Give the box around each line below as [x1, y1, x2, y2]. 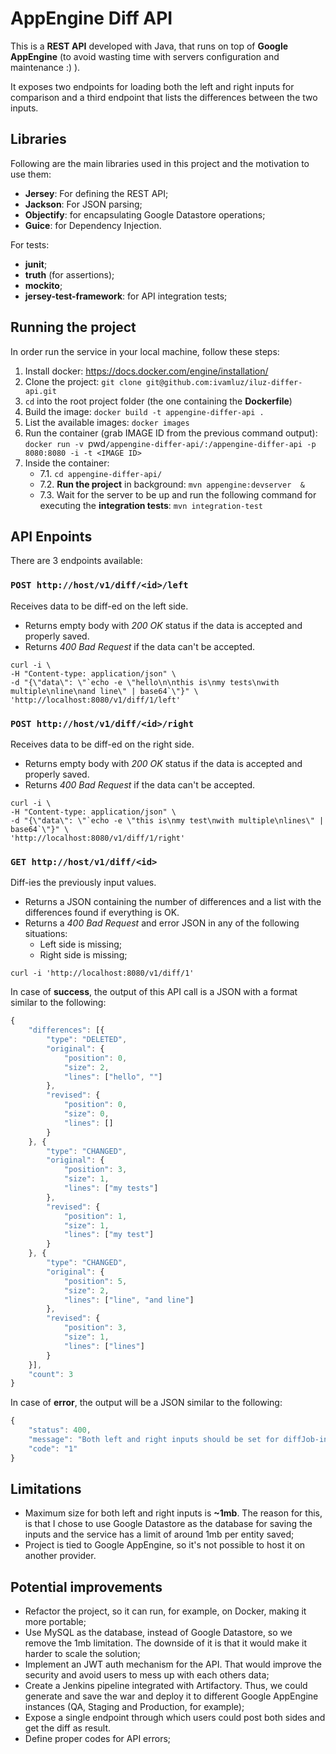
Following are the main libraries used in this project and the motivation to [10, 157, 310, 169]
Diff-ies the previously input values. [10, 877, 157, 889]
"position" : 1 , [63, 1211, 128, 1221]
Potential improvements [10, 1578, 163, 1596]
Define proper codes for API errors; [24, 1733, 172, 1745]
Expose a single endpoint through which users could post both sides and [24, 1712, 326, 1724]
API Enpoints [10, 528, 93, 545]
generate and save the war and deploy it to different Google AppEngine [24, 1690, 319, 1702]
